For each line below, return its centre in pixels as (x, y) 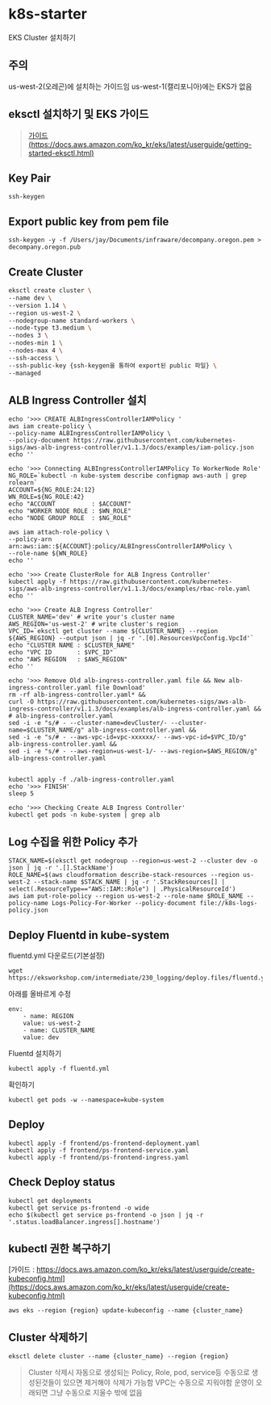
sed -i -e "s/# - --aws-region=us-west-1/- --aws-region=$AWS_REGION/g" (133, 752)
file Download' (121, 688)
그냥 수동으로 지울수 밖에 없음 (96, 1393)
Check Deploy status (62, 1183)
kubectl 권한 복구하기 (60, 1248)
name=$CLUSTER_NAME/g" (46, 730)
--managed (25, 373)
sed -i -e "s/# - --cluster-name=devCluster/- (88, 723)
